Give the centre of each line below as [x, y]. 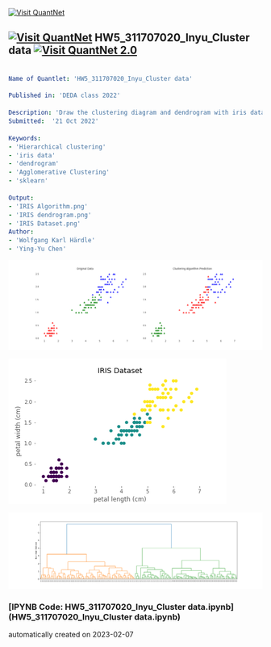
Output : [21, 198]
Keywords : [25, 138]
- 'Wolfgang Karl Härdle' [52, 241]
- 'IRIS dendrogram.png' [50, 215]
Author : [21, 232]
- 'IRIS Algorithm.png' [48, 206]
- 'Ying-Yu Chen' [38, 249]
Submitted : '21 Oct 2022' [54, 121]
